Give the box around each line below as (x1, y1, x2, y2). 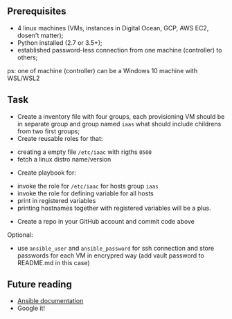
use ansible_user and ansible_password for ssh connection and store (17, 244, 215, 252)
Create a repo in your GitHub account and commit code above (17, 217, 195, 225)
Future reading (7, 279, 73, 291)
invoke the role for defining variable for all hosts (17, 189, 154, 197)
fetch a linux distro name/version (17, 155, 111, 163)
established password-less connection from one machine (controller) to (17, 46, 222, 54)
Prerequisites (7, 6, 66, 17)
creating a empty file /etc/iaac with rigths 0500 (17, 148, 152, 156)
